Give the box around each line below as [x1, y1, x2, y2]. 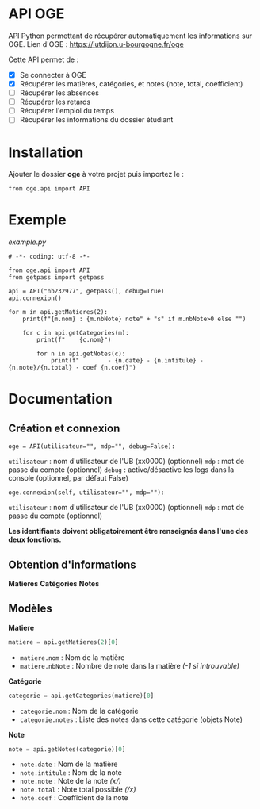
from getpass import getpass [8, 274, 105, 282]
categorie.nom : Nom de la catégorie [19, 706, 139, 715]
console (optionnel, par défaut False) [8, 474, 129, 483]
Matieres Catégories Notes [8, 579, 100, 588]
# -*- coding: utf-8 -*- [8, 253, 90, 261]
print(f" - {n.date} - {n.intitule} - [50, 357, 204, 365]
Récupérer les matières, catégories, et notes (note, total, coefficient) [19, 79, 243, 88]
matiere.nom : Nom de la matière [19, 652, 125, 662]
